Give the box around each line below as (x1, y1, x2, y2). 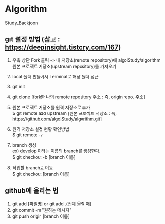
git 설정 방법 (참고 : (5, 36, 60, 44)
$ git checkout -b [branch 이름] (12, 154, 76, 160)
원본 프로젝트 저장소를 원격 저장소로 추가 (12, 104, 90, 110)
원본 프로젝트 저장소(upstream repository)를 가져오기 (12, 63, 117, 69)
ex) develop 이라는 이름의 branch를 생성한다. (12, 148, 101, 154)
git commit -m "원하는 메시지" (12, 207, 72, 213)
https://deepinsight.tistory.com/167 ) (5, 43, 121, 52)
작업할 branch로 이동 (12, 164, 53, 171)
